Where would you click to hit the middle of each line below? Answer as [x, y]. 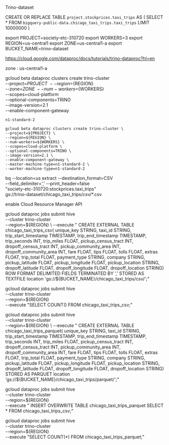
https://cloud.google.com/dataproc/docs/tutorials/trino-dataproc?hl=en [80, 58]
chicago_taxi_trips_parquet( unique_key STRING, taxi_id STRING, [73, 331]
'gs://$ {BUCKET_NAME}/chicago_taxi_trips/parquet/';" [62, 379]
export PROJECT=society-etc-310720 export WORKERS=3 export [74, 38]
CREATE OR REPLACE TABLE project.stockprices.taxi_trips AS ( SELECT [84, 17]
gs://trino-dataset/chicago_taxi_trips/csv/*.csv [54, 194]
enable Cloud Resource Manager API [44, 204]
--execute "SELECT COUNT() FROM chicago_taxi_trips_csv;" [69, 305]
